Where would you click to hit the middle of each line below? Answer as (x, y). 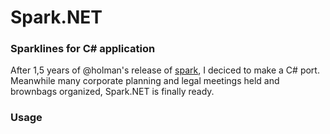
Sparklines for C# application (83, 49)
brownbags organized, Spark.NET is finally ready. (112, 92)
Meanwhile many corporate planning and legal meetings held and (145, 81)
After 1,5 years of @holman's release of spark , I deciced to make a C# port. (165, 70)
